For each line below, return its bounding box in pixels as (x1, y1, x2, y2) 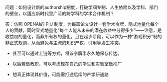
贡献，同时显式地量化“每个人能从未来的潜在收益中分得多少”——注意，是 (13, 27, 162, 33)
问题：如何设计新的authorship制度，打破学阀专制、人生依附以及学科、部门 (5, 4, 159, 10)
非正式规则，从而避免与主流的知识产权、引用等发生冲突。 (5, 40, 123, 46)
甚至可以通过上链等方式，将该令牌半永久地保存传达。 (12, 50, 122, 56)
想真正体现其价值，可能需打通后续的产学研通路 (12, 72, 109, 77)
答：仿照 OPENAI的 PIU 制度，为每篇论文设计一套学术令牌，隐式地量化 (5, 21, 151, 27)
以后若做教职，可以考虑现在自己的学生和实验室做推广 (12, 61, 122, 67)
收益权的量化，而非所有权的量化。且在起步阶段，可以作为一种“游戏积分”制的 (5, 34, 162, 39)
